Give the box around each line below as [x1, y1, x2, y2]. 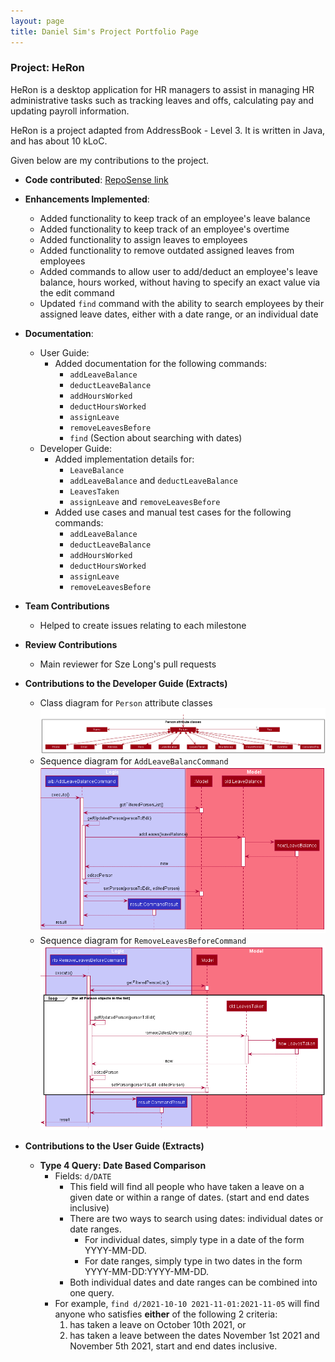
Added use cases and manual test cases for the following [54, 506, 292, 518]
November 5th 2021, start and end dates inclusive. [69, 1340, 278, 1352]
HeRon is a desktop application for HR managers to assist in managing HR [10, 83, 315, 95]
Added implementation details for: [54, 453, 195, 465]
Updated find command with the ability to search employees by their [39, 297, 325, 309]
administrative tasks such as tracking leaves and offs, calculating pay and [10, 94, 314, 106]
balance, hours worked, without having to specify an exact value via [39, 276, 321, 288]
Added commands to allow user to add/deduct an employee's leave [39, 265, 318, 277]
